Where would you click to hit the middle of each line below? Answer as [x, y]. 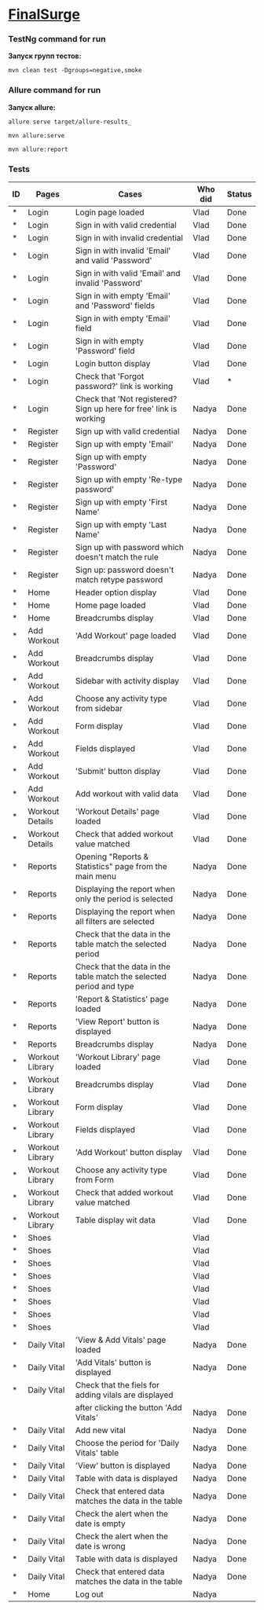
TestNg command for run [57, 39]
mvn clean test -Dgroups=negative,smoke [75, 71]
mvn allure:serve [37, 135]
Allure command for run [55, 90]
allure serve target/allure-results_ [70, 122]
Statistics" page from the [121, 867]
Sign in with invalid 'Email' [123, 251]
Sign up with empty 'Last [121, 525]
